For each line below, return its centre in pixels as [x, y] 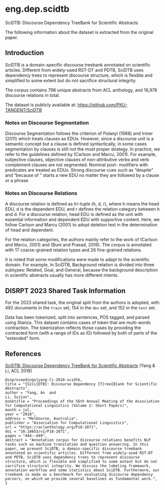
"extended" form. [23, 338]
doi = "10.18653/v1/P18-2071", [37, 431]
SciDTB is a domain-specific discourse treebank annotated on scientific [78, 64]
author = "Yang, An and [31, 393]
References [23, 353]
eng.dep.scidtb [37, 9]
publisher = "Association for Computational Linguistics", [67, 423]
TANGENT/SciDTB [24, 110]
